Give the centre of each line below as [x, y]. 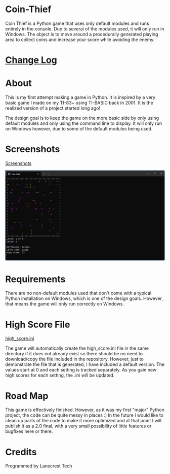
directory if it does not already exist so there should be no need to [74, 354]
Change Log [31, 60]
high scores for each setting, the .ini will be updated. [60, 375]
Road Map [27, 396]
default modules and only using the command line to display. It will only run [84, 123]
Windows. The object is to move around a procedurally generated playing [82, 34]
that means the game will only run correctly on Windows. [65, 304]
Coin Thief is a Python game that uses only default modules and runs [77, 23]
